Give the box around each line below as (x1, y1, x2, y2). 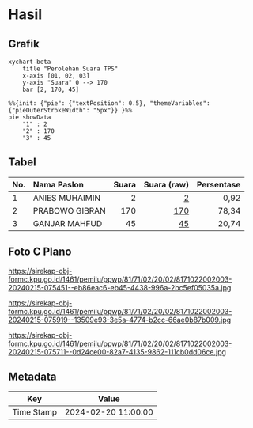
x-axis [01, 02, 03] (22, 72, 90, 80)
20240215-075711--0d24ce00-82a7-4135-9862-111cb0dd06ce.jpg (8, 347, 227, 357)
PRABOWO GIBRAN (32, 205, 106, 216)
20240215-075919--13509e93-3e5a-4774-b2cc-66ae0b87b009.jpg (8, 315, 232, 324)
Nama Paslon (32, 179, 85, 190)
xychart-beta (8, 58, 51, 66)
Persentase (196, 179, 241, 190)
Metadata (8, 370, 57, 384)
